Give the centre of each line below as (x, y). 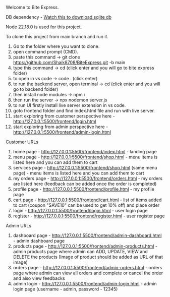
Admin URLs (19, 226)
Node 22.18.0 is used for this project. (44, 27)
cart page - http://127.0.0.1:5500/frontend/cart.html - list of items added (87, 200)
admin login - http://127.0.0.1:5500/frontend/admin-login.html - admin (85, 284)
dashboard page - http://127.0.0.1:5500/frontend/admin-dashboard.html (87, 235)
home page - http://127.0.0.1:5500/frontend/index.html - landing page (85, 152)
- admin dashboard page (39, 241)
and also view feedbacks (39, 278)
